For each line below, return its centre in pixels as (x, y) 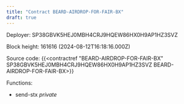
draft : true (21, 18)
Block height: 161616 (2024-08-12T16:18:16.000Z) (69, 47)
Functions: (19, 83)
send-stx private (36, 94)
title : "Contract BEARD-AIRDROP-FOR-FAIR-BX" (65, 12)
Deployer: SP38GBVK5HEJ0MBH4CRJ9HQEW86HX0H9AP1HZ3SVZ (92, 34)
